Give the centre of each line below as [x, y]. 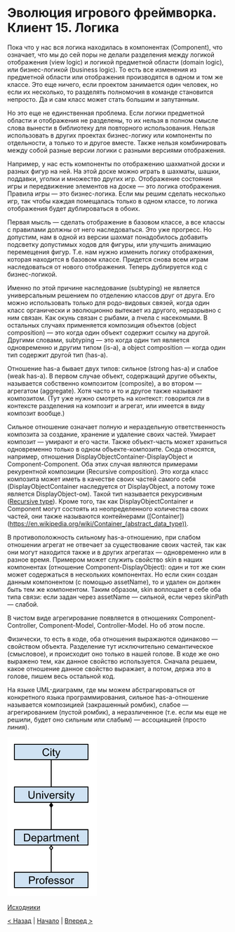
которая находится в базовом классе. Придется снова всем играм [108, 259]
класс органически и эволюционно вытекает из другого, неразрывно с [114, 310]
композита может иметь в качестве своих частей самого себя [102, 479]
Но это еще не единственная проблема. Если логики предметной [106, 113]
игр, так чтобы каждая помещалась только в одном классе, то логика [113, 201]
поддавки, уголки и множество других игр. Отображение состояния [110, 178]
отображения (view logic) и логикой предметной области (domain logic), [116, 62]
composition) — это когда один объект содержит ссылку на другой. [109, 332]
